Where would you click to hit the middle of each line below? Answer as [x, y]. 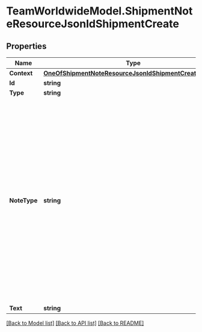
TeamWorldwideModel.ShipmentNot [99, 11]
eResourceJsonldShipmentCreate [93, 24]
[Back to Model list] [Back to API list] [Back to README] [75, 323]
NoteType [23, 200]
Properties [26, 46]
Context [21, 73]
